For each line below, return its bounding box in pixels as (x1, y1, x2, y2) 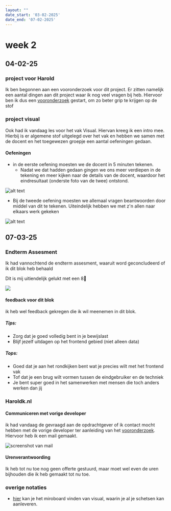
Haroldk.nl (5, 398, 32, 405)
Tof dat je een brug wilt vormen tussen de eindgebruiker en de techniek (12, 374, 164, 380)
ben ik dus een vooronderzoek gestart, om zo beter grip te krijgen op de (5, 97, 157, 104)
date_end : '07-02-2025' (5, 17, 56, 22)
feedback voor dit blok (5, 297, 55, 303)
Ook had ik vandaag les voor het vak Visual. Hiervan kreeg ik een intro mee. (5, 127, 165, 133)
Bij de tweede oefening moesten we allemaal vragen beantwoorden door (12, 197, 166, 203)
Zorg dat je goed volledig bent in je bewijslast (12, 333, 109, 339)
